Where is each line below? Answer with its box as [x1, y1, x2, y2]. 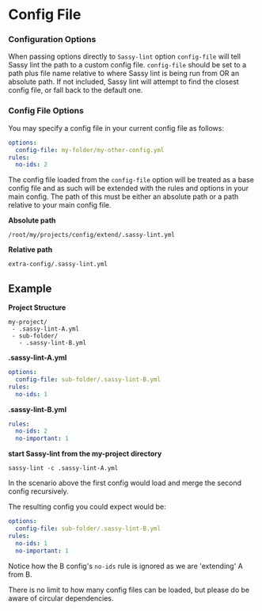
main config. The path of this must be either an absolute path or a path [8, 192, 239, 201]
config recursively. [8, 487, 69, 496]
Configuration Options [8, 34, 97, 45]
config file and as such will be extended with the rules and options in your [8, 184, 249, 193]
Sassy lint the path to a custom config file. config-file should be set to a [8, 60, 247, 70]
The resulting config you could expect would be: [8, 502, 166, 512]
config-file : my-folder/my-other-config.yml [15, 146, 165, 154]
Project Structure [8, 303, 66, 312]
